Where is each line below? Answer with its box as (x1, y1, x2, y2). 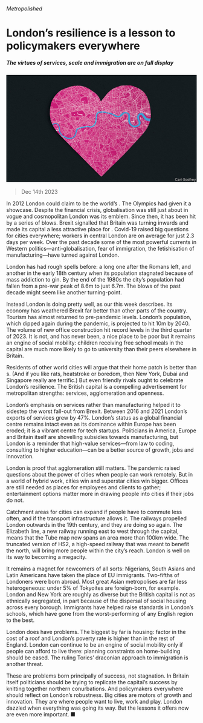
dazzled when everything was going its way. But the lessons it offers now (6, 704, 189, 711)
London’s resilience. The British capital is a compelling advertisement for (6, 383, 187, 391)
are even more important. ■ (6, 711, 76, 718)
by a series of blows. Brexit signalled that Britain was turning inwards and (6, 219, 189, 226)
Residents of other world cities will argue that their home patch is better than (6, 364, 197, 371)
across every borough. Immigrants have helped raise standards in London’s (6, 604, 194, 611)
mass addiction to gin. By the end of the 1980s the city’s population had (6, 276, 184, 283)
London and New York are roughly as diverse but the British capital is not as (6, 591, 195, 598)
